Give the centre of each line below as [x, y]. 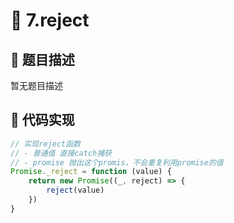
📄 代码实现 [42, 120]
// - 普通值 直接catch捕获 [61, 153]
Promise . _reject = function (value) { [91, 172]
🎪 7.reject [50, 20]
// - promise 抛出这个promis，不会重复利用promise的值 [117, 162]
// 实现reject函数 [45, 144]
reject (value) [75, 190]
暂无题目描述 [36, 85]
